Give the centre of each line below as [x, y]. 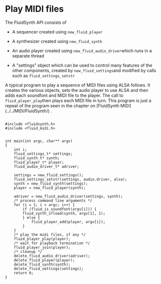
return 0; [24, 273]
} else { [31, 217]
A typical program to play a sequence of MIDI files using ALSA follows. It [78, 85]
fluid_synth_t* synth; [37, 158]
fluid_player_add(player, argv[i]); [68, 222]
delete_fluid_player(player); [45, 260]
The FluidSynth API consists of [36, 22]
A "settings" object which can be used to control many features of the [82, 65]
